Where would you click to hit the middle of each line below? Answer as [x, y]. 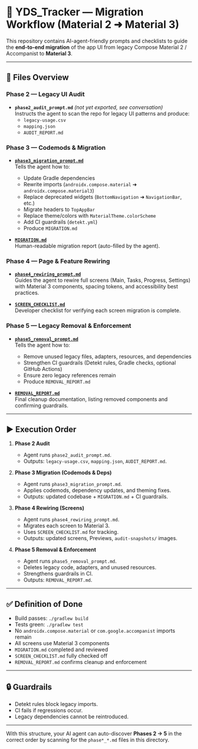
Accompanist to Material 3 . [39, 53]
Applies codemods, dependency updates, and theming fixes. [97, 490]
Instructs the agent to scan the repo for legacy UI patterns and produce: [102, 113]
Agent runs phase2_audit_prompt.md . [67, 455]
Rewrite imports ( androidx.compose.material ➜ [80, 184]
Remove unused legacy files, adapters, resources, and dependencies [107, 356]
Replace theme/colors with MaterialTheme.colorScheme [90, 215]
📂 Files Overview [37, 78]
